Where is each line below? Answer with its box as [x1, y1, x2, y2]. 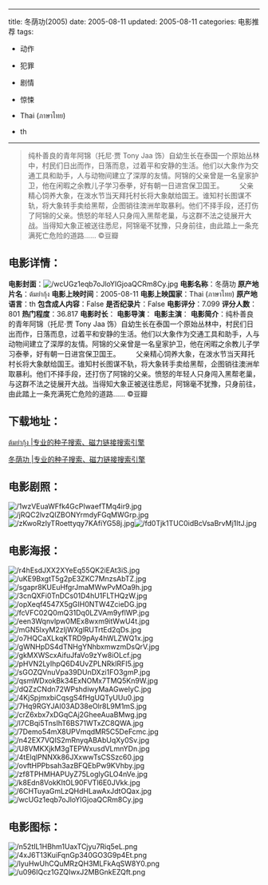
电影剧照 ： [8, 480, 61, 494]
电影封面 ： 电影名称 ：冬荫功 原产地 [8, 279, 259, 289]
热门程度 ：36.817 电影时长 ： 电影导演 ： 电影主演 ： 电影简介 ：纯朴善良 [22, 309, 254, 318]
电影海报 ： [8, 544, 61, 557]
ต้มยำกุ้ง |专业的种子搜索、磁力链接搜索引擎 [8, 437, 145, 447]
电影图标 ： [8, 820, 61, 834]
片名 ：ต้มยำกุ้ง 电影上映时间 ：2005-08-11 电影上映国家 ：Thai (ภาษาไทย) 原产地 [8, 289, 258, 298]
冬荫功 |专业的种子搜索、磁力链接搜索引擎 [8, 454, 146, 464]
